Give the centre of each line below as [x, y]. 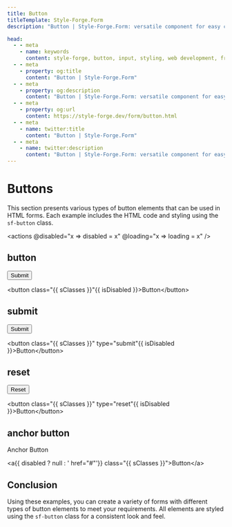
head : [15, 39]
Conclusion [32, 485]
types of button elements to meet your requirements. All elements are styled [116, 509]
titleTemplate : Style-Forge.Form [55, 20]
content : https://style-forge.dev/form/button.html [101, 116]
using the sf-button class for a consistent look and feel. [86, 516]
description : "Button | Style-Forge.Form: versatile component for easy [114, 26]
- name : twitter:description [61, 148]
